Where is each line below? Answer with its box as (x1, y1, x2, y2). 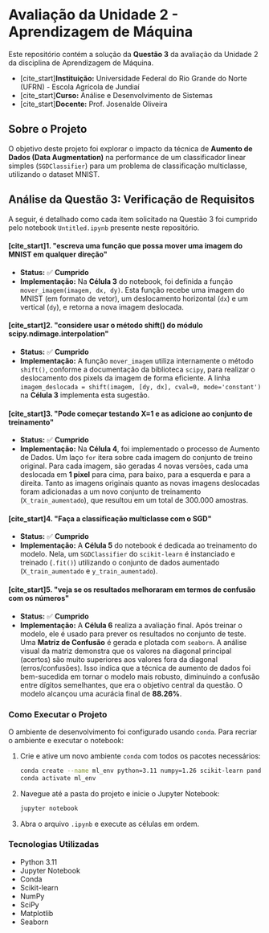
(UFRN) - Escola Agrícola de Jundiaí (19, 82, 141, 92)
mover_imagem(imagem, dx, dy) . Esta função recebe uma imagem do (19, 285, 245, 294)
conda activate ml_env (19, 774, 96, 782)
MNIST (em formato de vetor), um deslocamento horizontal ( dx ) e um (19, 294, 249, 303)
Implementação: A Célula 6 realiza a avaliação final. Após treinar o (19, 620, 243, 630)
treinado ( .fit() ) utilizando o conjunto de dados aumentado (19, 557, 220, 568)
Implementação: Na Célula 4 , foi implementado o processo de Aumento (19, 444, 260, 454)
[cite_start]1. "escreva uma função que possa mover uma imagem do (8, 241, 243, 251)
